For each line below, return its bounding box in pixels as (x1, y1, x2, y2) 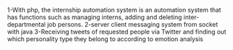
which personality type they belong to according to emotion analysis (7, 35, 204, 43)
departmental (7, 21, 46, 28)
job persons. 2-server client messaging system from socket (47, 21, 218, 28)
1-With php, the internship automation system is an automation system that (7, 6, 221, 14)
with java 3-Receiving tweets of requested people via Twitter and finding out (7, 27, 227, 36)
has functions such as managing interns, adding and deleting (7, 13, 182, 21)
